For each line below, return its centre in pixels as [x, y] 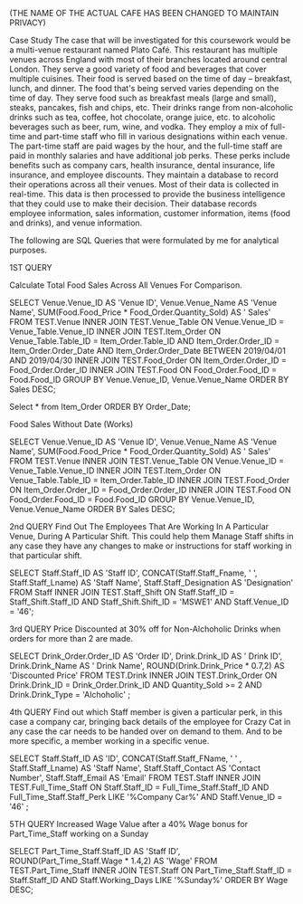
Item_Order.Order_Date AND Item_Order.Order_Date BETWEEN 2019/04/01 [148, 351]
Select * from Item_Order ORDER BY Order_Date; [100, 407]
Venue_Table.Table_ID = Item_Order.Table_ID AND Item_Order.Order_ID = [145, 341]
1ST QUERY [31, 267]
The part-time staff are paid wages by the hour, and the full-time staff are [146, 146]
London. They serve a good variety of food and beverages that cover [138, 69]
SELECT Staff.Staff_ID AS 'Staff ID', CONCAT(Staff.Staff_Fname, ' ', [133, 573]
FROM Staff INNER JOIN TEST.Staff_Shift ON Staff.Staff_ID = [122, 592]
